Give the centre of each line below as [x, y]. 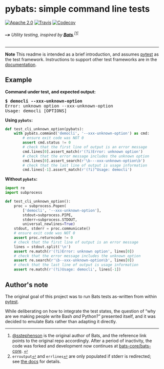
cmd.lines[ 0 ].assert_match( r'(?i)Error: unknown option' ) [83, 152]
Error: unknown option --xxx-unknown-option [59, 106]
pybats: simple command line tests [78, 9]
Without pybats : [21, 179]
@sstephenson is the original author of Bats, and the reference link [79, 335]
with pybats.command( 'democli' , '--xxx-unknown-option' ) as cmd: [82, 133]
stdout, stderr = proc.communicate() [52, 229]
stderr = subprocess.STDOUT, [50, 220]
